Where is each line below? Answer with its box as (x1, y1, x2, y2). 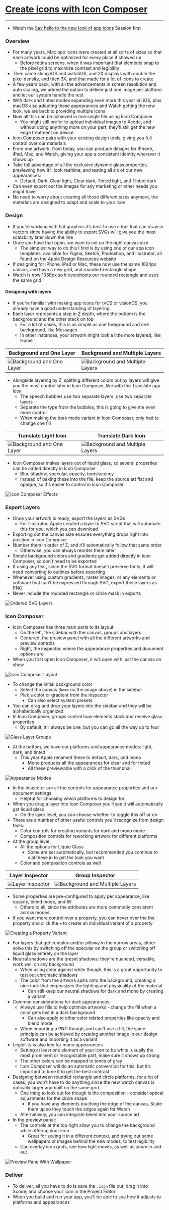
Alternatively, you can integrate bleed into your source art (20, 1112, 140, 1118)
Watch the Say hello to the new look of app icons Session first (12, 25, 141, 31)
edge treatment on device (20, 130, 74, 136)
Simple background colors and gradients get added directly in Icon (12, 553, 151, 559)
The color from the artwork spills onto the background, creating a (20, 977, 156, 983)
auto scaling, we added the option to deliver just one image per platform (12, 87, 162, 93)
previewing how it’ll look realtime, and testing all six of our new (12, 167, 143, 173)
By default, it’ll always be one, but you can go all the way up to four (20, 724, 159, 730)
